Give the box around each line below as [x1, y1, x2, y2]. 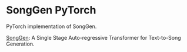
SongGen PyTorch [6, 4, 96, 17]
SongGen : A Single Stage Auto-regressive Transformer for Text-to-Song [6, 34, 181, 41]
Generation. [6, 40, 35, 47]
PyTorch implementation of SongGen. [6, 23, 97, 30]
